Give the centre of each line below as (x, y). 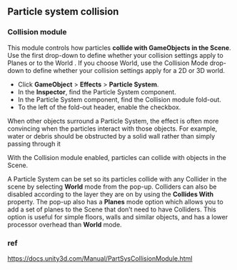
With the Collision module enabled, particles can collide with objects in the (117, 157)
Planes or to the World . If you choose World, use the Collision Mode (108, 63)
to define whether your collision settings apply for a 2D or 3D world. (125, 70)
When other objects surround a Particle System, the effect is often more (113, 121)
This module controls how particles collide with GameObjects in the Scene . (119, 47)
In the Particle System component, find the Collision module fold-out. (119, 99)
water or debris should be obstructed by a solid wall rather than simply (111, 136)
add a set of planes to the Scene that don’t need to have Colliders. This (112, 209)
